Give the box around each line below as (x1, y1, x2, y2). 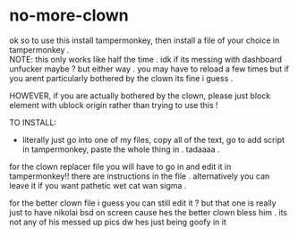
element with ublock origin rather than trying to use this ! (9, 99, 218, 110)
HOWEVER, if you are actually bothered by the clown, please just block (9, 90, 271, 101)
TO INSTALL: (9, 117, 56, 128)
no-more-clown (9, 5, 130, 26)
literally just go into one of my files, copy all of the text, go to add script (21, 134, 285, 145)
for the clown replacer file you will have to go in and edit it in (9, 161, 232, 172)
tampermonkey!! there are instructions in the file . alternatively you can (9, 171, 270, 181)
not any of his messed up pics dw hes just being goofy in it (9, 216, 226, 227)
